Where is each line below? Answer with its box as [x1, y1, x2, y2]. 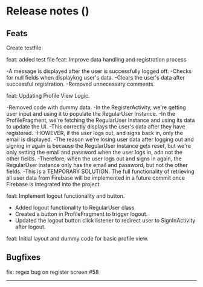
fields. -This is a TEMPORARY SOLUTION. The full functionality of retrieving [6, 168, 195, 175]
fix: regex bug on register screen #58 [6, 268, 99, 276]
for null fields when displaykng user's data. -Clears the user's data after [6, 74, 185, 81]
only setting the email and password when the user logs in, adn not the [6, 149, 183, 156]
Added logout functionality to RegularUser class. [14, 204, 136, 211]
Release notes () [6, 4, 89, 18]
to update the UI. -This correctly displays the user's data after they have [6, 123, 185, 130]
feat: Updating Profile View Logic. [6, 92, 90, 99]
